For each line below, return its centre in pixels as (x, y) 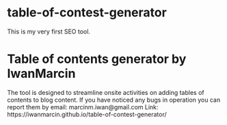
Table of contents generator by (97, 59)
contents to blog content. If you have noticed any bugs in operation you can (114, 100)
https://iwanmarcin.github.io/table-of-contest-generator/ (87, 114)
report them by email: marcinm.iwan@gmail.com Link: (83, 107)
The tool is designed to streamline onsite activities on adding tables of (106, 92)
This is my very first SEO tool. (49, 31)
